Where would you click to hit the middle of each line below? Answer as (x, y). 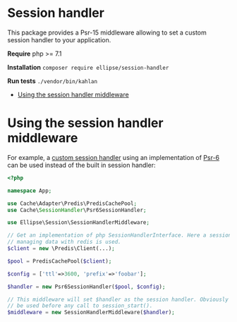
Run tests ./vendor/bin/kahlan (52, 81)
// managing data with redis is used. (64, 242)
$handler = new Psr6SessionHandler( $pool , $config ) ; (86, 287)
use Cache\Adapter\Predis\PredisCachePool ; (72, 203)
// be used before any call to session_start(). (80, 306)
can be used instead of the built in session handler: (81, 165)
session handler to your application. (59, 39)
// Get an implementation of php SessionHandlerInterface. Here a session (120, 235)
